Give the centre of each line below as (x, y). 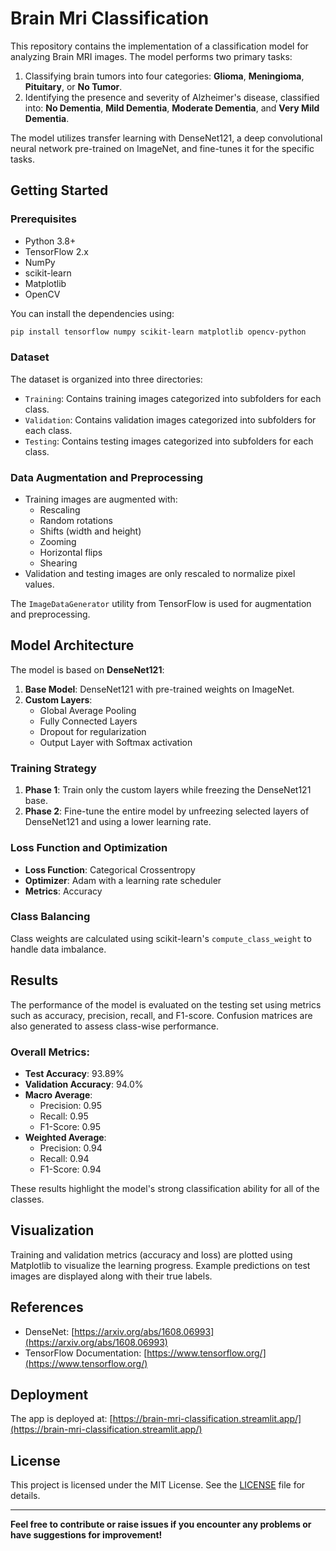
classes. (27, 1199)
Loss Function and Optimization (89, 848)
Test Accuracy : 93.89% (74, 1073)
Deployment (49, 1394)
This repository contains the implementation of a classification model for (159, 46)
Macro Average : (58, 1094)
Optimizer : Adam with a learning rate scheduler (123, 880)
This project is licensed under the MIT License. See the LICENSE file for (158, 1485)
